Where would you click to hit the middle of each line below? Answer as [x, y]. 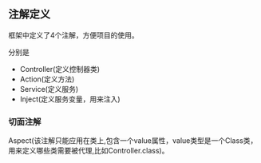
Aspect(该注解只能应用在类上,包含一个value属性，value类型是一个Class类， [133, 141]
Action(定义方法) [47, 79]
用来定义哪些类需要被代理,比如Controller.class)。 [89, 151]
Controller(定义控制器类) [60, 69]
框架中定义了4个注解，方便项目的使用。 [74, 35]
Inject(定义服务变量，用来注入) [70, 99]
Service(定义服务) [49, 89]
